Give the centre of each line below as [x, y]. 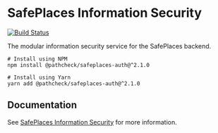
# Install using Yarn [39, 77]
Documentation [42, 105]
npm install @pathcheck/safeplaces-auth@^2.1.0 [79, 65]
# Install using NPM [38, 59]
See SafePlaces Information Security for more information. [92, 122]
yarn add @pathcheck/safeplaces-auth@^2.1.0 [74, 83]
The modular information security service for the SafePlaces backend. [109, 46]
